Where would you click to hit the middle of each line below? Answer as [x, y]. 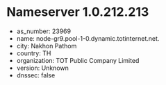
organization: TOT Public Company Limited [78, 60]
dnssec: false [36, 75]
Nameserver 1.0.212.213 [78, 12]
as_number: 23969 [43, 31]
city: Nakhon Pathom [47, 46]
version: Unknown [42, 68]
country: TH [34, 53]
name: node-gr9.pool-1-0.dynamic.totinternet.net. [88, 38]
